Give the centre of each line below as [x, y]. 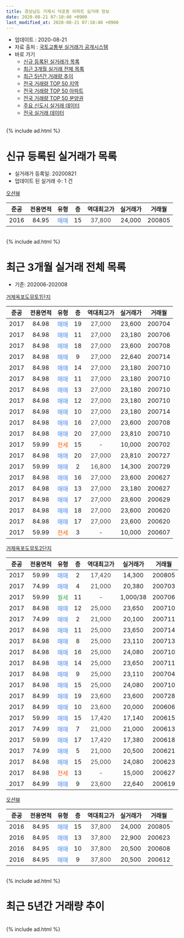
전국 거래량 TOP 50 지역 [51, 84]
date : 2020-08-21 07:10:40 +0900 [47, 17]
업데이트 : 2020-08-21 [41, 40]
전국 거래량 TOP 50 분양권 [53, 98]
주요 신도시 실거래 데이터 [51, 105]
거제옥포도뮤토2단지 [29, 549]
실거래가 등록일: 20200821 [46, 174]
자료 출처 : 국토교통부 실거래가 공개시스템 [61, 47]
